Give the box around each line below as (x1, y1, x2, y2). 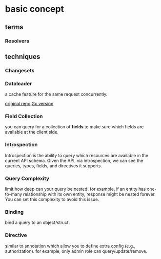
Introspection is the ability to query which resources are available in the (5, 152, 149, 158)
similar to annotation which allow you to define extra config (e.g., (5, 243, 136, 249)
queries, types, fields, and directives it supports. (5, 162, 102, 169)
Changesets (5, 67, 35, 74)
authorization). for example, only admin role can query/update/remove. (5, 248, 147, 254)
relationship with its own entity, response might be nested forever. (23, 191, 156, 197)
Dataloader (5, 80, 32, 87)
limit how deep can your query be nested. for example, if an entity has (5, 186, 146, 192)
